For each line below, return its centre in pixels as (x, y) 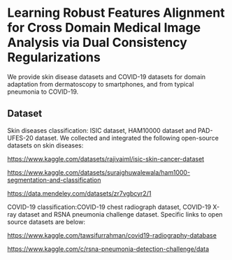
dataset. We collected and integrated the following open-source (126, 138)
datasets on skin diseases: (45, 145)
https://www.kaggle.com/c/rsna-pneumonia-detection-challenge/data (108, 249)
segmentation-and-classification (54, 180)
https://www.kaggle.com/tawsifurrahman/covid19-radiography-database (112, 235)
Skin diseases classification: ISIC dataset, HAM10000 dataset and (102, 130)
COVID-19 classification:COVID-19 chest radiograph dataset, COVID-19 (109, 207)
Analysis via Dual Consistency (97, 43)
